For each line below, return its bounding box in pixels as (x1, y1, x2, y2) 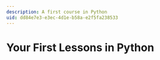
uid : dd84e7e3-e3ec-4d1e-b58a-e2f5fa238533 (6, 15, 119, 21)
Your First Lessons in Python (6, 41, 155, 55)
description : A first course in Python (6, 8, 108, 15)
